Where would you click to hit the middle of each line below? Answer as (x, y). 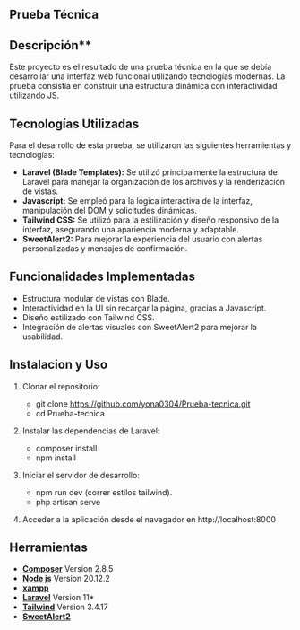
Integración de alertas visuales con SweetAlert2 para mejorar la (140, 327)
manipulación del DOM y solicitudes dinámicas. (109, 211)
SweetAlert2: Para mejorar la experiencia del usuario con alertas (142, 239)
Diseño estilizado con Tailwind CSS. (88, 317)
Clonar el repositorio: (61, 386)
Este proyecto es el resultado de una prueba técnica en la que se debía (141, 67)
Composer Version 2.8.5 (68, 569)
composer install (66, 448)
